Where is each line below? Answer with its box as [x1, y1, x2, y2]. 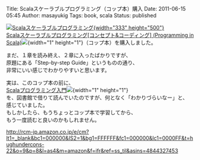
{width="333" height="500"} [93, 24, 165, 31]
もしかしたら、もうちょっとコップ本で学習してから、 [6, 109, 137, 116]
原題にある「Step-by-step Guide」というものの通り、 [6, 59, 138, 66]
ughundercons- [6, 141, 45, 148]
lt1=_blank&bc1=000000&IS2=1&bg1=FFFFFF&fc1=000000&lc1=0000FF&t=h [6, 134, 193, 142]
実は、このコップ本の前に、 [6, 79, 74, 86]
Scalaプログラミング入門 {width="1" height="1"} [6, 87, 129, 93]
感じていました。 [6, 102, 48, 108]
